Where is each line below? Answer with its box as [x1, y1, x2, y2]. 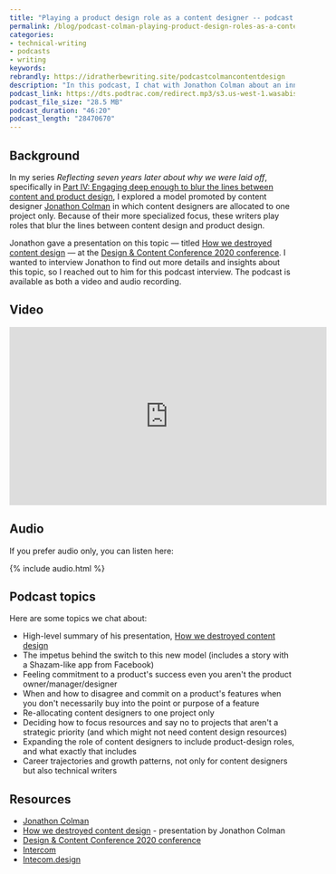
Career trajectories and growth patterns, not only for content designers [22, 755, 288, 766]
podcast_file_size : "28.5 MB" [9, 97, 124, 107]
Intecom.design [22, 854, 82, 865]
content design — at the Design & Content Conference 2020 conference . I [9, 246, 286, 258]
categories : [9, 30, 54, 39]
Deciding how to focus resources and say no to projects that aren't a [22, 717, 279, 728]
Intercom [22, 844, 57, 856]
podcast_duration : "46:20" [9, 106, 111, 115]
